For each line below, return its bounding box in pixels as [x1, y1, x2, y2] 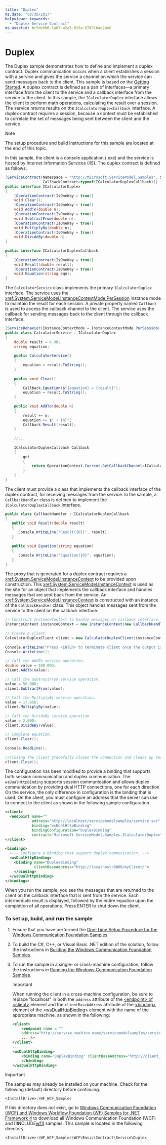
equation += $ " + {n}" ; [23, 418, 72, 423]
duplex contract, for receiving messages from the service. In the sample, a [5, 491, 157, 497]
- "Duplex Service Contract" [9, 21, 70, 26]
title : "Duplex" [5, 7, 39, 12]
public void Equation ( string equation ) [11, 544, 94, 549]
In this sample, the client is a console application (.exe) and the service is [5, 155, 154, 161]
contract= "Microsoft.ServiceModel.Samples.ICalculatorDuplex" [31, 832, 163, 837]
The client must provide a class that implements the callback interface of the [5, 486, 161, 492]
